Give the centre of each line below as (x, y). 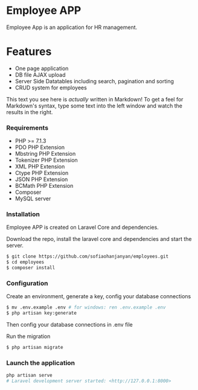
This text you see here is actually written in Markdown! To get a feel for (95, 99)
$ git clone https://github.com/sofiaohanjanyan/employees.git (88, 257)
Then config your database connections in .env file (69, 325)
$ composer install (31, 268)
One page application (42, 68)
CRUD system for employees (51, 88)
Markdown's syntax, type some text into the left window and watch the (94, 106)
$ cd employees (25, 262)
